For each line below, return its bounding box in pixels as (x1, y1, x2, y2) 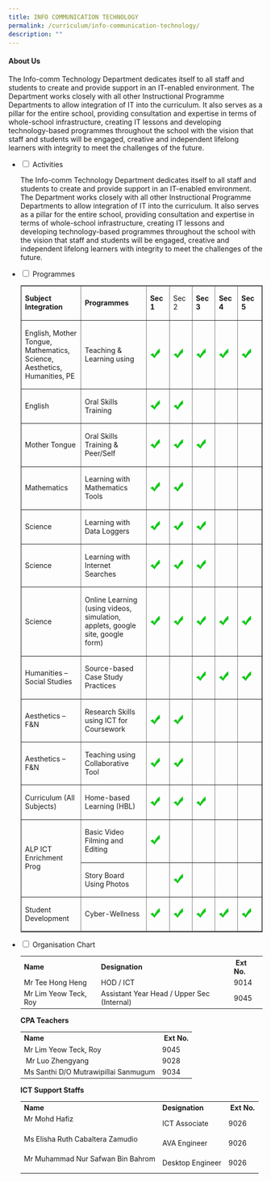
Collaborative (84, 758, 129, 768)
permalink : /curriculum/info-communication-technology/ (8, 21, 200, 30)
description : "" (8, 30, 63, 38)
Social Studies (24, 676, 73, 686)
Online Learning (84, 595, 138, 605)
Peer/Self (84, 448, 116, 458)
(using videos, (84, 604, 132, 613)
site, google (84, 629, 123, 639)
